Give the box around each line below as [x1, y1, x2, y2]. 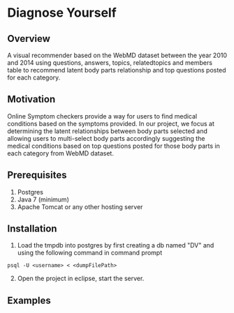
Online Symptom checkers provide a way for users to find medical [7, 112, 198, 120]
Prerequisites [7, 169, 67, 181]
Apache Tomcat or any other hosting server [17, 202, 143, 211]
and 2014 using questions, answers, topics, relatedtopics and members [7, 59, 213, 67]
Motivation [7, 93, 56, 105]
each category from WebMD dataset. [7, 148, 114, 158]
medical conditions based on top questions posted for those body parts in [7, 142, 220, 150]
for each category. [7, 73, 61, 82]
